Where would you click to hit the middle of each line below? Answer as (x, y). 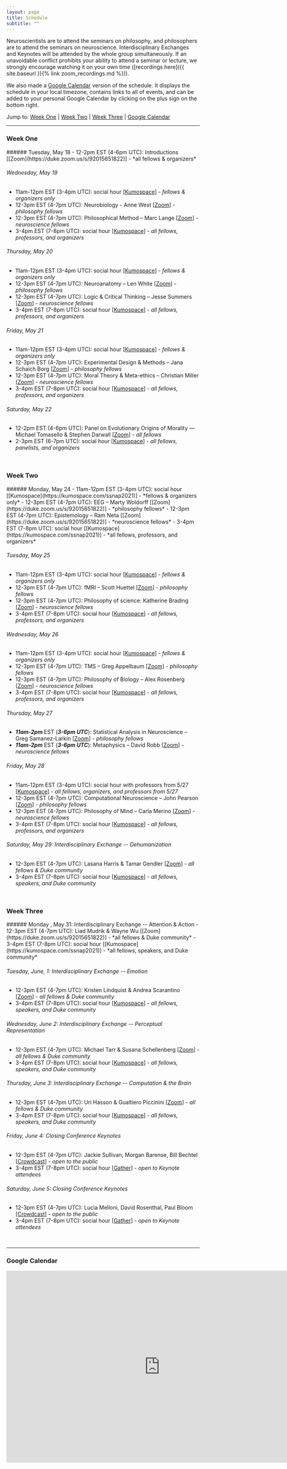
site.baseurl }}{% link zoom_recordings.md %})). (68, 74)
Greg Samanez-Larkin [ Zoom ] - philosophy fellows (79, 739)
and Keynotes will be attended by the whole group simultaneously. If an (97, 54)
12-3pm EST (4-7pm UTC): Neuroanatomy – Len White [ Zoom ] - (96, 284)
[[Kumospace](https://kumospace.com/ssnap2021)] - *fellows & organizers (102, 495)
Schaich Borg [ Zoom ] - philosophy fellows (68, 369)
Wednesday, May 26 (33, 634)
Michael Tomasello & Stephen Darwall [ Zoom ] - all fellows (88, 435)
